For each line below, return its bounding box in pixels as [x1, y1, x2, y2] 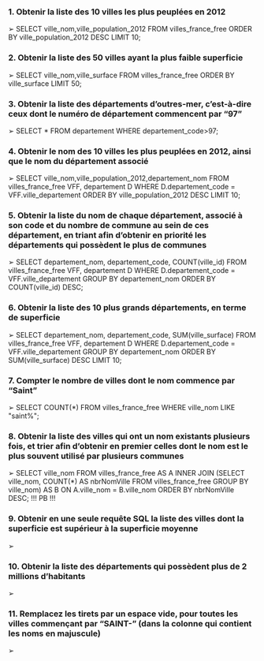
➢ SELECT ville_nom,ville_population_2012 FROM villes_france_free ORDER [8, 24, 252, 34]
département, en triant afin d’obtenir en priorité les [8, 230, 207, 241]
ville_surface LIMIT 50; [8, 78, 83, 88]
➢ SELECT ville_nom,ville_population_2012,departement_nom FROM [8, 174, 230, 183]
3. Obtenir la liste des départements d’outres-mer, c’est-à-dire [8, 98, 252, 109]
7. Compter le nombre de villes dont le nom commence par [8, 375, 235, 386]
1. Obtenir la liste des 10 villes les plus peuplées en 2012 [8, 6, 226, 17]
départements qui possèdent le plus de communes [8, 240, 207, 251]
